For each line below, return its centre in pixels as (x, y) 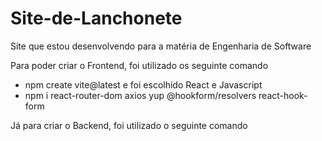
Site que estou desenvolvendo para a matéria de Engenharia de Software (161, 46)
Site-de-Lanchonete (96, 18)
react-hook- (283, 95)
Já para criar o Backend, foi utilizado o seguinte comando (129, 125)
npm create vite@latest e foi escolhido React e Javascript (143, 84)
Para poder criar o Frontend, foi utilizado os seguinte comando (139, 65)
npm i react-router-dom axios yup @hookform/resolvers (140, 95)
